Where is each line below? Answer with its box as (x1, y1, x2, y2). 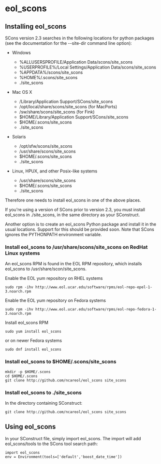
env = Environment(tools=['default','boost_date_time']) (5, 454, 122, 459)
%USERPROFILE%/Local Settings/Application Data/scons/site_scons (19, 64, 156, 70)
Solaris (12, 134, 26, 139)
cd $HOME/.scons (5, 374, 38, 378)
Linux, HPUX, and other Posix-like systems (12, 168, 98, 174)
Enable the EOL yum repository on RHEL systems (5, 275, 103, 281)
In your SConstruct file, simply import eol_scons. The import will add (5, 435, 141, 441)
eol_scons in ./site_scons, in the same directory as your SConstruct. (5, 212, 140, 218)
